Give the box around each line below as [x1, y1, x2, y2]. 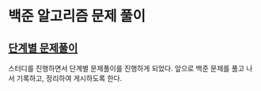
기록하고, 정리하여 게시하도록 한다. [16, 74, 123, 83]
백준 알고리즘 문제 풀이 [8, 7, 146, 25]
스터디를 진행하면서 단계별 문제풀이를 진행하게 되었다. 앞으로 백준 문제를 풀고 [8, 64, 245, 73]
